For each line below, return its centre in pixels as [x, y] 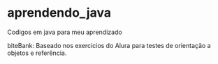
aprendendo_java [59, 13]
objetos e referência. [37, 53]
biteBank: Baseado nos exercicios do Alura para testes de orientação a [109, 45]
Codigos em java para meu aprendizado [65, 32]
